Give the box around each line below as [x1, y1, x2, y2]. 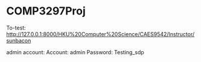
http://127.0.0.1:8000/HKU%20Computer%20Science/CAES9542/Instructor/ [6, 30, 195, 37]
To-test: [6, 24, 26, 31]
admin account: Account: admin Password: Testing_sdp [6, 48, 145, 55]
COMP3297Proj [6, 4, 86, 18]
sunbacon [6, 37, 31, 44]
